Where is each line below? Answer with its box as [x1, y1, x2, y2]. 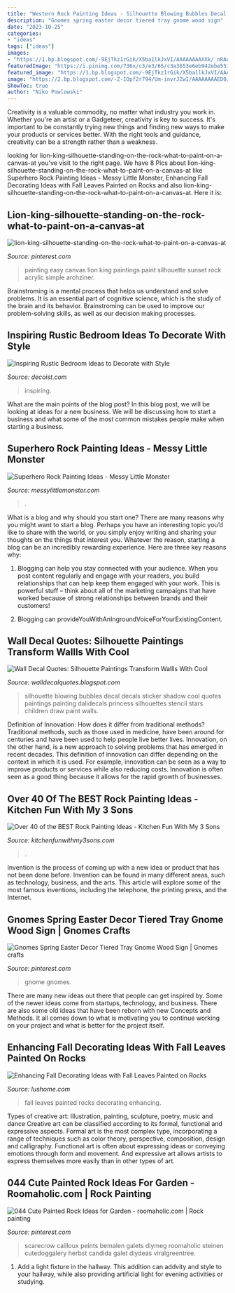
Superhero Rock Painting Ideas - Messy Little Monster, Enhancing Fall [7, 173, 208, 183]
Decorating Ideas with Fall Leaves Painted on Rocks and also [7, 181, 183, 190]
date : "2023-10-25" [7, 23, 64, 30]
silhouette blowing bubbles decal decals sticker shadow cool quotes [24, 692, 222, 701]
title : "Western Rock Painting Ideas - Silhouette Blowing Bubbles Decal [7, 10, 227, 18]
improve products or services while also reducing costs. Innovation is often [7, 765, 224, 774]
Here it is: [194, 189, 222, 197]
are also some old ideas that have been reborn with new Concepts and [7, 1007, 211, 1014]
